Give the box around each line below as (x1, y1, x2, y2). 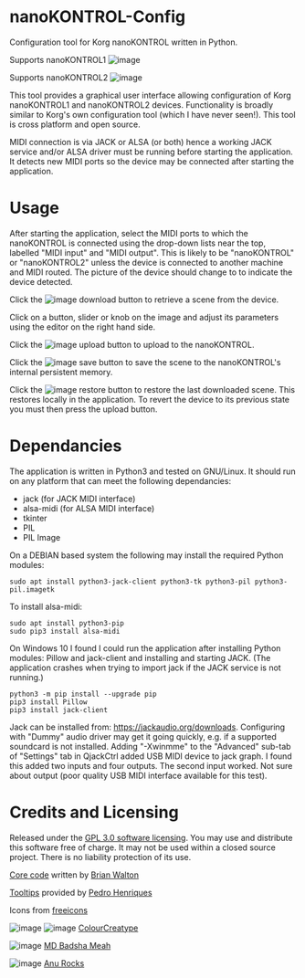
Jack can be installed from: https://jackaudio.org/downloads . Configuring (9, 721, 286, 732)
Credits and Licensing (9, 802, 180, 823)
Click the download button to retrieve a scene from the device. (9, 294, 279, 305)
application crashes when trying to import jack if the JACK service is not (9, 662, 281, 673)
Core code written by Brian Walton (9, 869, 140, 880)
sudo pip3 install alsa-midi (9, 626, 121, 636)
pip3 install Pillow (9, 697, 89, 707)
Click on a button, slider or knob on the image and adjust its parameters (9, 311, 279, 322)
